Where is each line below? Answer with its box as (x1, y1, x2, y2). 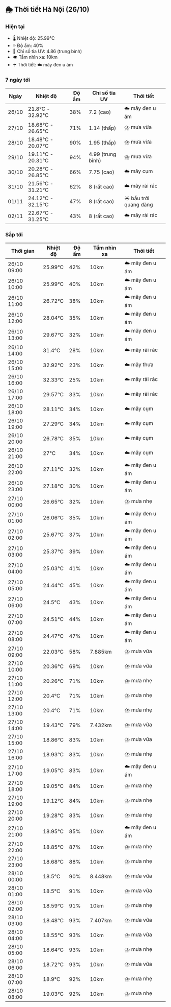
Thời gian (11, 248, 35, 255)
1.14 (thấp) (89, 124, 116, 131)
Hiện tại (5, 23, 25, 30)
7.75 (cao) (89, 169, 115, 176)
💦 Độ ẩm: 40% (12, 42, 44, 49)
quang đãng (124, 201, 153, 208)
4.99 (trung (89, 151, 117, 158)
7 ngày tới (5, 76, 31, 83)
